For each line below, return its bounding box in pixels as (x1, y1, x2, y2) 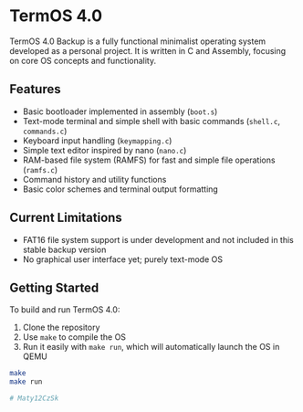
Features (9, 81, 61, 97)
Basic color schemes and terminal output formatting (22, 184, 219, 195)
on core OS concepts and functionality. (9, 55, 157, 66)
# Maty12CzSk (9, 394, 59, 403)
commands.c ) (22, 125, 68, 136)
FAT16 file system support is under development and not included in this (22, 234, 294, 245)
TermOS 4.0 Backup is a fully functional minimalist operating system (9, 36, 266, 47)
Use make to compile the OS (22, 332, 126, 343)
